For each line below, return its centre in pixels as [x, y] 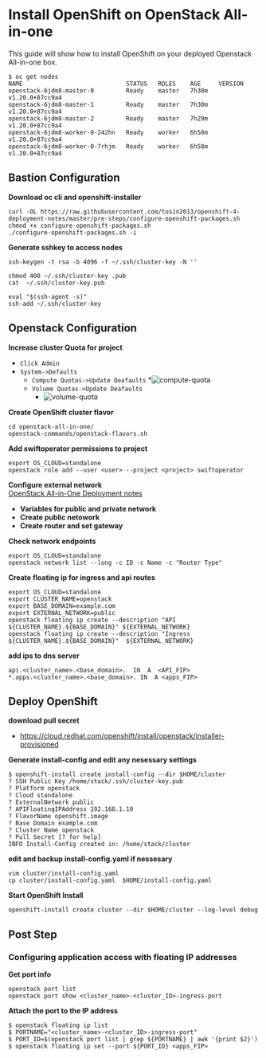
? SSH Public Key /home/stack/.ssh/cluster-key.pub [96, 782]
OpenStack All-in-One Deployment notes [75, 493]
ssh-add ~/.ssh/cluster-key [55, 304]
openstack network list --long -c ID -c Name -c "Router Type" [115, 562]
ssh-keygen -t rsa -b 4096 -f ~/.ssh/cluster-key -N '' [103, 262]
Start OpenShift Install [46, 895]
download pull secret [44, 721]
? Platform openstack [44, 789]
